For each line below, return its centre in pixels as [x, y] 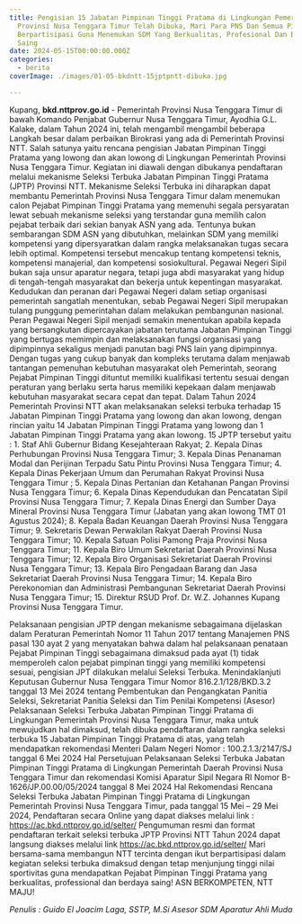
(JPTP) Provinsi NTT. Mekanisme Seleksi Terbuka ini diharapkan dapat [140, 186]
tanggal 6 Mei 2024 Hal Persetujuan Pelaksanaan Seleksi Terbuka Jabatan [147, 758]
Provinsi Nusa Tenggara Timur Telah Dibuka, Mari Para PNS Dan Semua [150, 26]
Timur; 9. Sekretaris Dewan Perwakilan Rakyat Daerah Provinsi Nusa [136, 530]
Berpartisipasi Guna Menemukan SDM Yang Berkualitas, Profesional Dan [152, 34]
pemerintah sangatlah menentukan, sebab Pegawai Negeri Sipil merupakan [149, 301]
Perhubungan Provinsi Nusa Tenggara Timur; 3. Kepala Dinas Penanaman [145, 453]
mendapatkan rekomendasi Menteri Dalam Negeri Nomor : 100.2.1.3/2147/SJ [151, 749]
